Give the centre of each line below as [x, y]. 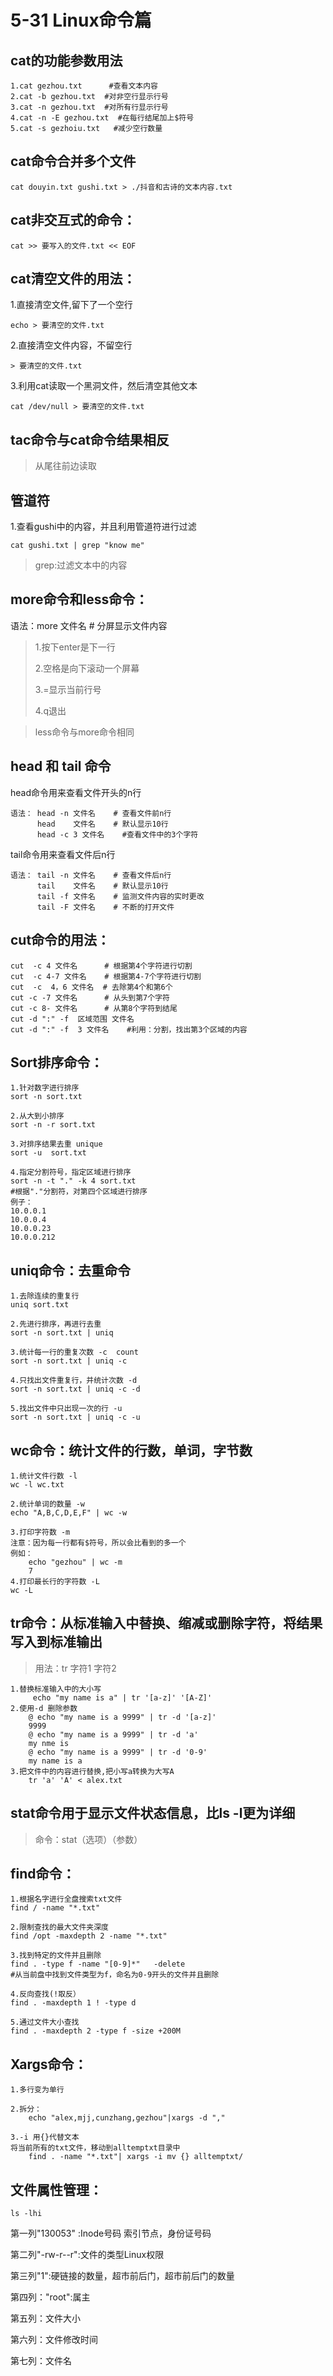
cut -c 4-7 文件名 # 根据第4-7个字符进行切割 [106, 976]
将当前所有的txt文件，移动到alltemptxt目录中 [95, 2148]
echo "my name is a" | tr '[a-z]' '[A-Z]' [122, 1697]
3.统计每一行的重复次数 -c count [74, 1352]
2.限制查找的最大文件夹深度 [60, 1927]
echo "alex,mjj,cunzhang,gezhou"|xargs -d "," [127, 2118]
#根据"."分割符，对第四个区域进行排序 [79, 1192]
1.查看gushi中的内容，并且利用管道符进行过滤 [103, 527]
